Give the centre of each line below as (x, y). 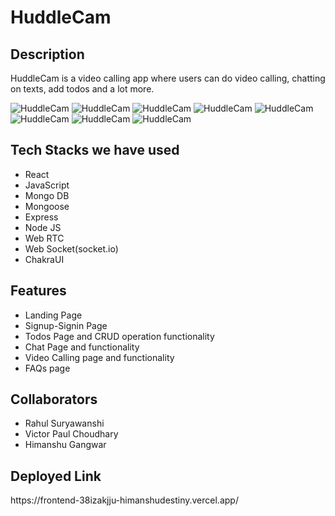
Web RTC (44, 238)
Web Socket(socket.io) (71, 248)
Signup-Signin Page (66, 325)
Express (41, 217)
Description (47, 54)
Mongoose (47, 206)
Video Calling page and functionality (99, 357)
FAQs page (47, 368)
